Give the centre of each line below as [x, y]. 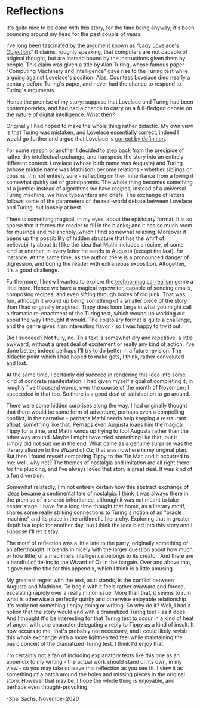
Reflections [35, 11]
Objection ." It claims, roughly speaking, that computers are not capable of [97, 51]
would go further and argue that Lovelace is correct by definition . [86, 138]
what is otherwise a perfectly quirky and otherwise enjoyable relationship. [97, 599]
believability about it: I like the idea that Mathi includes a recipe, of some [95, 244]
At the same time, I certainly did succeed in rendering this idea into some [96, 375]
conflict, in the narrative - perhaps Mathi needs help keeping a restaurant [96, 418]
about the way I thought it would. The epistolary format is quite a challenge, [99, 320]
